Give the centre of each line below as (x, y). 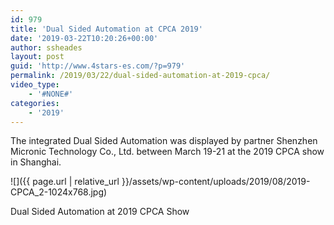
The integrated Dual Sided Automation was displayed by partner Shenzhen (164, 141)
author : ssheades (46, 47)
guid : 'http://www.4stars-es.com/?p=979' (98, 66)
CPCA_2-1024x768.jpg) (59, 192)
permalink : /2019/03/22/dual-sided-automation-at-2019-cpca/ (140, 76)
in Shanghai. (36, 162)
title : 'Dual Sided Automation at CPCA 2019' (106, 29)
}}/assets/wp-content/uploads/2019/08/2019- (216, 182)
